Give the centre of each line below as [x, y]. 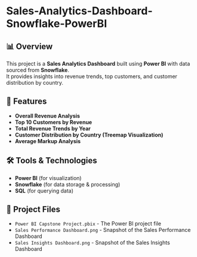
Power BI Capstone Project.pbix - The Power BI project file [88, 224]
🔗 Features [27, 102]
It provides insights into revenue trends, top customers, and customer [92, 76]
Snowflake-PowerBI [57, 24]
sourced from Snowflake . [38, 70]
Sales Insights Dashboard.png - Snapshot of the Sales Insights [92, 243]
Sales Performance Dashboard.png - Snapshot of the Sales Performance [103, 230]
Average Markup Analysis [48, 141]
